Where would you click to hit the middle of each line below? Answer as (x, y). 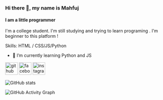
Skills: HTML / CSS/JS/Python (36, 46)
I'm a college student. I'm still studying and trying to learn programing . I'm (82, 31)
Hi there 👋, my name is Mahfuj (42, 8)
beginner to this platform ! (32, 36)
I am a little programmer (30, 20)
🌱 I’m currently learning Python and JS (52, 55)
